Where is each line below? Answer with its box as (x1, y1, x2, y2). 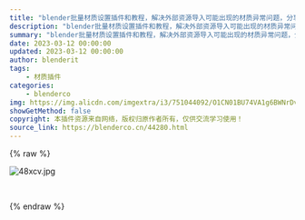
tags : (9, 65, 30, 74)
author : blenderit (9, 55, 79, 65)
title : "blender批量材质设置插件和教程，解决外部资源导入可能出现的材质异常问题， (9, 13, 287, 23)
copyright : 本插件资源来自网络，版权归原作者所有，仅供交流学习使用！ (9, 115, 243, 124)
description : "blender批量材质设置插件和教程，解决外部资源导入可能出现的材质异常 (9, 22, 291, 31)
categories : (9, 81, 54, 90)
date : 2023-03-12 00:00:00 (9, 38, 112, 48)
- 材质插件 (25, 73, 62, 82)
